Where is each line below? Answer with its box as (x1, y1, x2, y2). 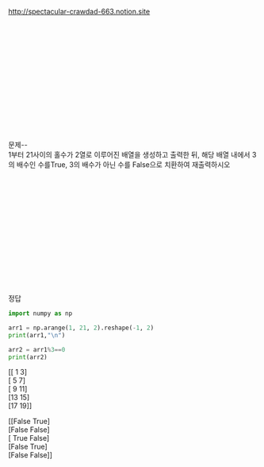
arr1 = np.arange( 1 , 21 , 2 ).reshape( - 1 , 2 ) (8, 324, 155, 332)
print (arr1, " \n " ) (8, 331, 66, 339)
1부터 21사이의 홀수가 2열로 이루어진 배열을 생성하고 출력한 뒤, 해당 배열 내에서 (8, 150, 251, 159)
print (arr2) (8, 353, 48, 361)
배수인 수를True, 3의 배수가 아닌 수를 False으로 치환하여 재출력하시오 (16, 160, 231, 169)
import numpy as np (8, 309, 73, 317)
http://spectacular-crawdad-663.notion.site (8, 7, 151, 16)
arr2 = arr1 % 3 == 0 (8, 345, 66, 353)
